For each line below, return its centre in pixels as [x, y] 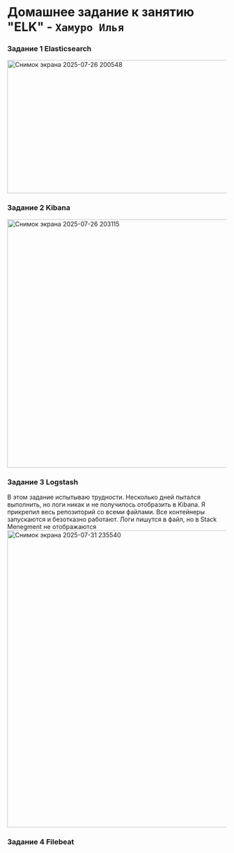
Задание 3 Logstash [43, 482]
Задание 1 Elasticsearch [49, 49]
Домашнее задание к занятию [101, 12]
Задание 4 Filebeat [41, 842]
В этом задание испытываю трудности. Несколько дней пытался [104, 497]
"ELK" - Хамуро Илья [65, 27]
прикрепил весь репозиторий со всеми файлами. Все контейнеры [106, 512]
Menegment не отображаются [52, 527]
